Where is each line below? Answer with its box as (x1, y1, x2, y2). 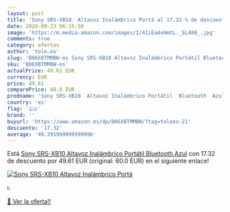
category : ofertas (7, 42, 60, 49)
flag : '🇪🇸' (7, 105, 41, 112)
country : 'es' (7, 99, 48, 106)
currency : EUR (7, 73, 48, 81)
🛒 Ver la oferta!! (7, 198, 51, 206)
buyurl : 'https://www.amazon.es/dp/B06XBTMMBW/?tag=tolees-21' (7, 118, 192, 125)
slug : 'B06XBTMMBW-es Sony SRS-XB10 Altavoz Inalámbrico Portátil (7, 55, 201, 62)
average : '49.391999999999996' (7, 131, 97, 137)
